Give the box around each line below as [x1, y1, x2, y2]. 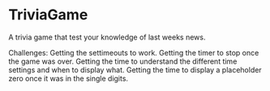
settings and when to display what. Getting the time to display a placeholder [8, 64, 262, 74]
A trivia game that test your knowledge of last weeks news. [8, 32, 206, 42]
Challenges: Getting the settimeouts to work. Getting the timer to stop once [8, 48, 259, 57]
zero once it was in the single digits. [8, 73, 128, 83]
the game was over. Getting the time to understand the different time [8, 56, 238, 66]
